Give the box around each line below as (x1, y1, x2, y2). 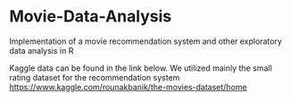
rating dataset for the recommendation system (9, 72, 180, 82)
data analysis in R (9, 45, 74, 55)
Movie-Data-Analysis (9, 6, 172, 27)
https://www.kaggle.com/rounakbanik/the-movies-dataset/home (9, 81, 247, 92)
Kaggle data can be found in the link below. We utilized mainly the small (9, 63, 272, 73)
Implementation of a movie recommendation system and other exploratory (9, 36, 283, 46)
